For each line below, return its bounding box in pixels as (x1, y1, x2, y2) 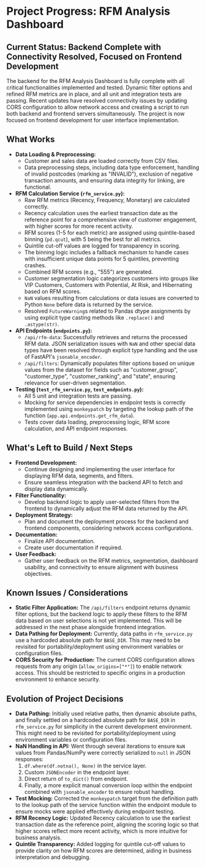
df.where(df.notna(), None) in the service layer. (24, 762, 147, 769)
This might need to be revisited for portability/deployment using (15, 729, 176, 737)
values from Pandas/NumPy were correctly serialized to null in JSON (15, 749, 191, 756)
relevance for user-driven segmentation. (24, 379, 127, 386)
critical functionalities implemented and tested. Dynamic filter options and (6, 84, 193, 91)
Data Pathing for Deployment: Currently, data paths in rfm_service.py (15, 630, 193, 637)
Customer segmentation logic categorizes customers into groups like (24, 275, 199, 282)
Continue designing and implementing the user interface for (24, 465, 176, 473)
